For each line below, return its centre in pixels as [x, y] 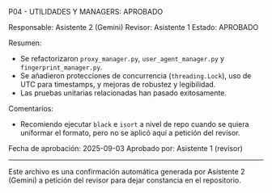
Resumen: [25, 43]
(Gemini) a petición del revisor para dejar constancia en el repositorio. [125, 180]
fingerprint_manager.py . [61, 67]
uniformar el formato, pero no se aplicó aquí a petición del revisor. [130, 133]
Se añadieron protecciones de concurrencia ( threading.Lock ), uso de [136, 76]
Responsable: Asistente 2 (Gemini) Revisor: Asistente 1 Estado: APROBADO [134, 27]
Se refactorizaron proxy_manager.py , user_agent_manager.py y [122, 59]
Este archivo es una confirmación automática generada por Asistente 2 [127, 172]
